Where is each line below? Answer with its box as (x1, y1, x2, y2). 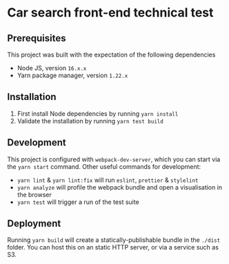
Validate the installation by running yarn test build (17, 116, 163, 125)
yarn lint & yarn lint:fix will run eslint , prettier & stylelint (17, 176, 199, 184)
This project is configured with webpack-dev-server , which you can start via (7, 155, 221, 163)
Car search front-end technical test (7, 5, 214, 21)
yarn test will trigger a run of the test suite (17, 198, 139, 206)
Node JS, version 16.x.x (17, 64, 87, 72)
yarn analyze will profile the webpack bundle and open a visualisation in (17, 183, 223, 191)
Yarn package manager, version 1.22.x (17, 71, 128, 79)
